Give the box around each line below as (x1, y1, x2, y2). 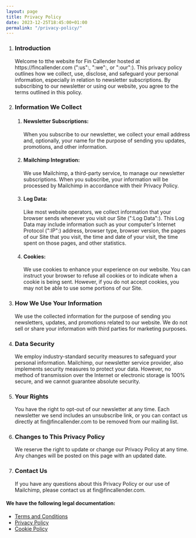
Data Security (14, 340, 55, 348)
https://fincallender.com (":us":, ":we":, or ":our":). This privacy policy (14, 64, 183, 71)
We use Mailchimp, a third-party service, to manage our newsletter (23, 169, 185, 176)
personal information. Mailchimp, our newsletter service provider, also (14, 359, 184, 366)
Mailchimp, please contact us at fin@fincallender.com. (14, 486, 146, 494)
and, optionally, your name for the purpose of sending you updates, (23, 137, 186, 144)
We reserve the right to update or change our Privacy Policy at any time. (14, 446, 189, 453)
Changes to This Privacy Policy (14, 433, 105, 441)
